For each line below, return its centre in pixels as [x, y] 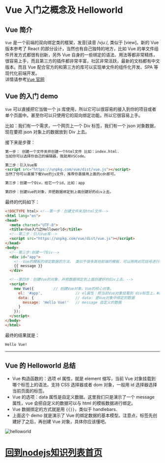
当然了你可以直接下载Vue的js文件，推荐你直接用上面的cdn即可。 [61, 174]
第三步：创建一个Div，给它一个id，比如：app [45, 183]
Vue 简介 [19, 30]
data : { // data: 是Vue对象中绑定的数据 [76, 298]
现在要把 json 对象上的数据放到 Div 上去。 [47, 132]
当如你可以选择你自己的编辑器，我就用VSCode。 [46, 156]
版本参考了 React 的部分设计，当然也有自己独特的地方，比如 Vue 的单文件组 [82, 49]
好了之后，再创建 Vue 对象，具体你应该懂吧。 [63, 421]
